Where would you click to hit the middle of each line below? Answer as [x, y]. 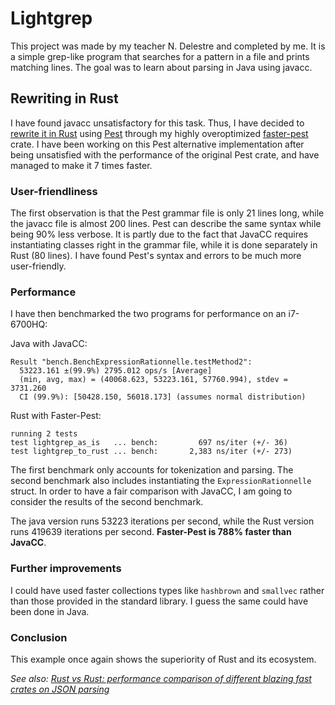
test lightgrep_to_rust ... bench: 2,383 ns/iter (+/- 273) [151, 452]
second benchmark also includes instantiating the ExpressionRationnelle [161, 481]
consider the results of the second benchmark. [107, 502]
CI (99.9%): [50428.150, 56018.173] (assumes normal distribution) [163, 397]
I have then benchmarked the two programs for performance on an [148, 314]
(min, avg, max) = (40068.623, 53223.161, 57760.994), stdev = [153, 380]
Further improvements [66, 569]
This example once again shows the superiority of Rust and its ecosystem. [163, 659]
